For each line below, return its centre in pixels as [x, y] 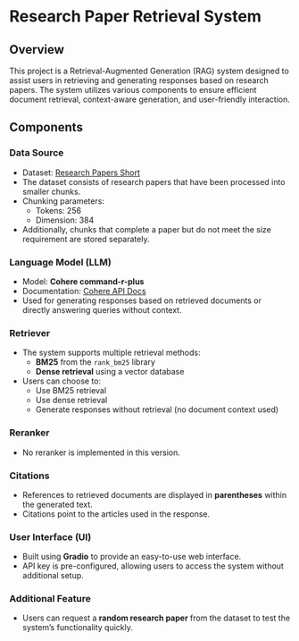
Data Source [37, 153]
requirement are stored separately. [86, 239]
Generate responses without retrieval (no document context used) [157, 409]
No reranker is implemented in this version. [101, 452]
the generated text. [58, 504]
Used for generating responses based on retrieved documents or [141, 300]
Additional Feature [50, 599]
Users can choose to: [61, 381]
